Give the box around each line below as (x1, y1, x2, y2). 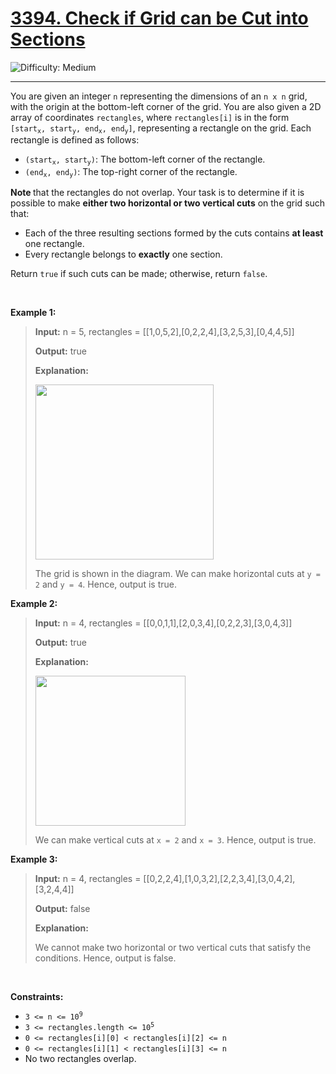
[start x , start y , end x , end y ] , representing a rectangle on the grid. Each (10, 122, 312, 136)
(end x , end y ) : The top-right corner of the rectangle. (24, 165, 238, 179)
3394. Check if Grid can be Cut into (10, 7, 309, 30)
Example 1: (10, 307, 57, 319)
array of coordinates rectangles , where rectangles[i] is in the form (10, 111, 290, 123)
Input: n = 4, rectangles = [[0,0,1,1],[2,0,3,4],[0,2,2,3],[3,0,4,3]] (34, 617, 293, 629)
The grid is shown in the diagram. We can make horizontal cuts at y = (34, 568, 322, 580)
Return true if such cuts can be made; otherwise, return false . (10, 268, 268, 280)
